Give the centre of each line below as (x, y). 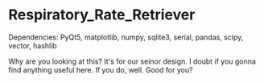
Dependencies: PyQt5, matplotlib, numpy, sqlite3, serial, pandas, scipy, (126, 37)
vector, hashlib (33, 45)
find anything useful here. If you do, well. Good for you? (101, 69)
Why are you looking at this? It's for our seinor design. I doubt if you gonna (132, 61)
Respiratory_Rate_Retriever (102, 15)
